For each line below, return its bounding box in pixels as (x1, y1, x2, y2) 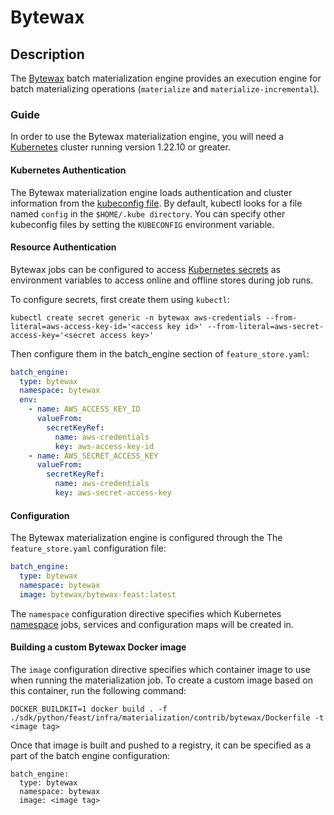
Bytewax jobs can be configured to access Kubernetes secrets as (10, 263, 281, 275)
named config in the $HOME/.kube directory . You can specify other (10, 207, 286, 220)
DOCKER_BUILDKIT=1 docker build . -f (10, 704, 168, 714)
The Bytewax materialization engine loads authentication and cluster (10, 186, 293, 198)
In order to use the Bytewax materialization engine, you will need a (10, 131, 285, 143)
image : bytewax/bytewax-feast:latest (19, 589, 177, 600)
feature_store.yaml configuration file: (10, 542, 167, 555)
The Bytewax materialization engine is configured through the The (10, 532, 283, 544)
